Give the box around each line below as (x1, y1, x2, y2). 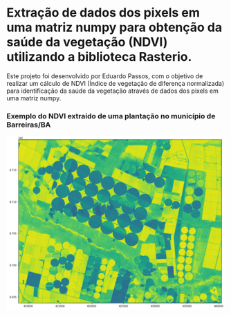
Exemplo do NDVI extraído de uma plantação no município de (6, 111, 216, 120)
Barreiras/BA (6, 120, 51, 129)
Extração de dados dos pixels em (6, 5, 200, 21)
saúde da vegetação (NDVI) (6, 35, 168, 50)
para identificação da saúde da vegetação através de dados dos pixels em (6, 87, 219, 95)
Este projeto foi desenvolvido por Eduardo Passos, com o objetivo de (6, 71, 203, 80)
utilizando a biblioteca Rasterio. (6, 49, 192, 65)
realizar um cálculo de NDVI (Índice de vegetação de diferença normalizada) (6, 79, 225, 87)
